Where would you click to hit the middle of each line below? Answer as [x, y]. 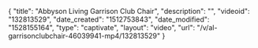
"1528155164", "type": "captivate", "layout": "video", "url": [102, 27]
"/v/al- [207, 27]
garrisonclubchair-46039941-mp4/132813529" [84, 36]
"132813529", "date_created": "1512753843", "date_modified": [109, 19]
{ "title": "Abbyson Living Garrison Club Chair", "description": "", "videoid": [129, 11]
